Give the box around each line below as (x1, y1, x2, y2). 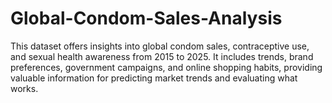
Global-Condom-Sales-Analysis (10, 7, 283, 30)
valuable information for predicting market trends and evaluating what (10, 72, 298, 84)
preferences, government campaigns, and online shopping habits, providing (10, 61, 323, 73)
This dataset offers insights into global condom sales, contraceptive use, (10, 40, 310, 52)
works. (10, 82, 39, 94)
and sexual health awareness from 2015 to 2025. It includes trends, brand (10, 50, 314, 62)
